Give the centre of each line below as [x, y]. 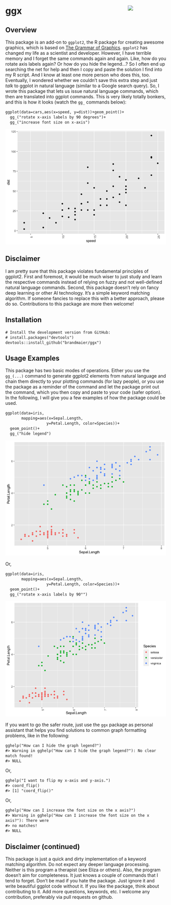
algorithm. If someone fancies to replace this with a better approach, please [85, 298]
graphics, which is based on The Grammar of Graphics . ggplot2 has [77, 48]
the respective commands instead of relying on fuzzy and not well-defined [84, 282]
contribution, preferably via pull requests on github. [59, 897]
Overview [21, 30]
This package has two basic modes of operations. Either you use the [77, 371]
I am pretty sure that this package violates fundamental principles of [77, 271]
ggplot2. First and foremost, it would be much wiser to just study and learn [84, 276]
